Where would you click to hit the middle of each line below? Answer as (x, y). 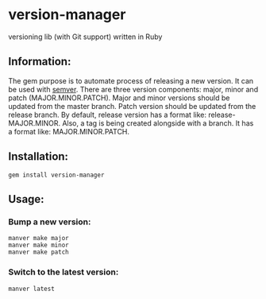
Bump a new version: (50, 222)
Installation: (39, 157)
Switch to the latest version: (64, 272)
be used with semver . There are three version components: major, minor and (133, 89)
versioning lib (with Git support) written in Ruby (85, 37)
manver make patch (39, 252)
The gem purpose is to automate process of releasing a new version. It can (131, 80)
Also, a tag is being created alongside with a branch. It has (158, 123)
